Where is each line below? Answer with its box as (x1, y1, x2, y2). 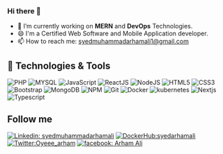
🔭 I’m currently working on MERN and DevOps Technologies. (17, 22, 193, 31)
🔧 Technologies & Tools (7, 60, 111, 71)
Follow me (7, 113, 53, 125)
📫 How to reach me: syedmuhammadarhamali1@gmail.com (17, 37, 190, 46)
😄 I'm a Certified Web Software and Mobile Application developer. (17, 29, 208, 37)
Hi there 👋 (7, 6, 42, 16)
